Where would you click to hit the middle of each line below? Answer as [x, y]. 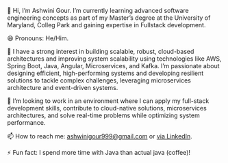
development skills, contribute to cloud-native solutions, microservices [107, 108]
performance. [26, 122]
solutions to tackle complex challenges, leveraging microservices [99, 80]
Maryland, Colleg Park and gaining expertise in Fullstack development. [106, 25]
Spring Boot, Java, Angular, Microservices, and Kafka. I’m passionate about [114, 66]
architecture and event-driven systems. [63, 88]
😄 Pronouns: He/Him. [38, 38]
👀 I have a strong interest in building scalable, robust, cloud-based [101, 51]
